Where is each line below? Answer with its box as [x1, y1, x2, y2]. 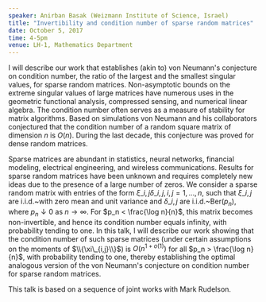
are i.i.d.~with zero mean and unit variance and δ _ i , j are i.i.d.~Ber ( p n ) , [8, 196, 237, 207]
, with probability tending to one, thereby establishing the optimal [22, 252, 236, 262]
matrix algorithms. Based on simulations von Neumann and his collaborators [8, 114, 257, 123]
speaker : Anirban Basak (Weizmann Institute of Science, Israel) [8, 11, 229, 20]
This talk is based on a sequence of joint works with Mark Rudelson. [8, 285, 232, 294]
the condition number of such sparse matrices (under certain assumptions [8, 234, 252, 243]
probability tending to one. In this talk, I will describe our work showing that [8, 226, 254, 235]
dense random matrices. [8, 139, 89, 149]
